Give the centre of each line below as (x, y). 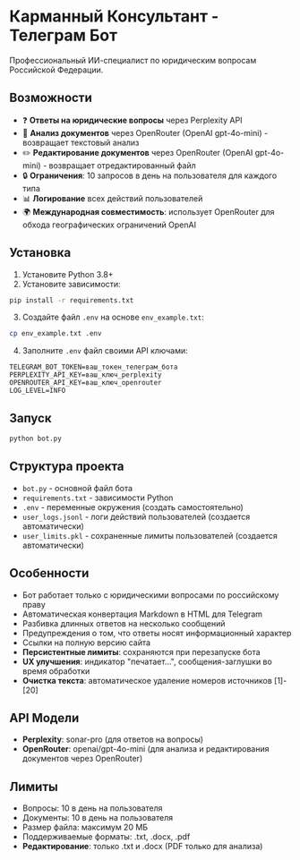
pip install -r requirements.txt (72, 300)
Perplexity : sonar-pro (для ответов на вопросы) (113, 739)
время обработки (56, 671)
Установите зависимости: (71, 284)
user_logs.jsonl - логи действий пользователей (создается (136, 516)
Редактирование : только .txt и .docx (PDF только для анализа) (142, 847)
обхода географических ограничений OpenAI (109, 225)
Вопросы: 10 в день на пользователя (92, 808)
